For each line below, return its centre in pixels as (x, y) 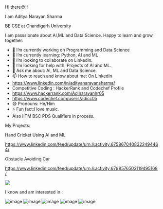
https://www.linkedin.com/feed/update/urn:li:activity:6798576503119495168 (81, 168)
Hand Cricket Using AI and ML (35, 135)
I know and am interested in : (34, 192)
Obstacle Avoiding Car (27, 159)
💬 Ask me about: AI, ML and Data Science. (54, 70)
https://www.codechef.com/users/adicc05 (54, 98)
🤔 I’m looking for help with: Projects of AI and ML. (62, 65)
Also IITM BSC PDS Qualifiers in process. (53, 116)
